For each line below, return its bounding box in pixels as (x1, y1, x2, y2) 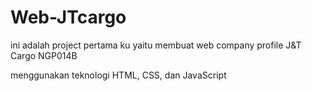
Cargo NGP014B (10, 49, 78, 61)
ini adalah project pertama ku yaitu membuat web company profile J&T (10, 39, 302, 51)
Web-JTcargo (10, 6, 127, 29)
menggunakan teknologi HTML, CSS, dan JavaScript (10, 69, 227, 81)
